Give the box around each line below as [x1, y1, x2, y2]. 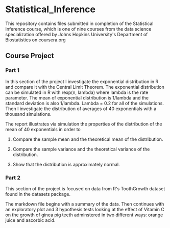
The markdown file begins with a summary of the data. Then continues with [5, 200, 164, 207]
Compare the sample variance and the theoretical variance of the [12, 146, 150, 152]
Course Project [5, 52, 55, 60]
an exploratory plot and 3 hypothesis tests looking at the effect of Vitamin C [5, 206, 164, 212]
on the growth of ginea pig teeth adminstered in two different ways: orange [5, 212, 163, 218]
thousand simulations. [5, 111, 52, 117]
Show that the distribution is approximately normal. [12, 161, 120, 167]
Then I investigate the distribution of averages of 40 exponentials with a [5, 106, 157, 112]
